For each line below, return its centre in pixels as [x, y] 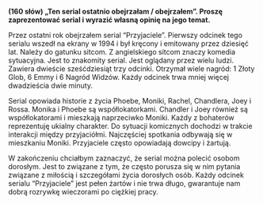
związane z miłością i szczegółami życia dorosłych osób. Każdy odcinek [126, 175]
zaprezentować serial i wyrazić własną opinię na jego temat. [109, 20]
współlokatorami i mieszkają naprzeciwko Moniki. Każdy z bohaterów [122, 117]
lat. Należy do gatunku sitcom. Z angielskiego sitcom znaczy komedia [122, 52]
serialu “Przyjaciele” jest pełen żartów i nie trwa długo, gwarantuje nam [124, 183]
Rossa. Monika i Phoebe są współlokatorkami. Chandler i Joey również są [128, 109]
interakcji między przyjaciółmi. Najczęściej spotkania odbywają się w [120, 134]
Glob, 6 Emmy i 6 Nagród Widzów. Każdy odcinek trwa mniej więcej [119, 77]
